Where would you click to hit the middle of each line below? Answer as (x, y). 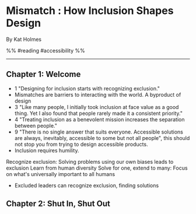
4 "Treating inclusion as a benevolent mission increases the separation (99, 119)
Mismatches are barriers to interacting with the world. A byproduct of (98, 94)
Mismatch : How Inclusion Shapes (90, 11)
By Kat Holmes (24, 39)
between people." (36, 125)
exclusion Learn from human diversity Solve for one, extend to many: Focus (97, 168)
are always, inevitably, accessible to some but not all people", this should (102, 138)
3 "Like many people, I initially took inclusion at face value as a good (97, 107)
